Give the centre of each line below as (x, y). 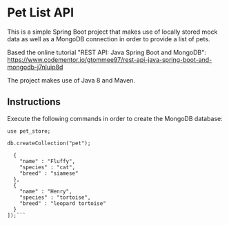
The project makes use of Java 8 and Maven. (71, 80)
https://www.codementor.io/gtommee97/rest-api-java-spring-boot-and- (110, 59)
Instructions (34, 102)
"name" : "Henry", (46, 191)
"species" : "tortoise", (55, 197)
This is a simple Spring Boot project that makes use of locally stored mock (112, 32)
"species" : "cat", (48, 167)
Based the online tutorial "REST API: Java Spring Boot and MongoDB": (107, 52)
